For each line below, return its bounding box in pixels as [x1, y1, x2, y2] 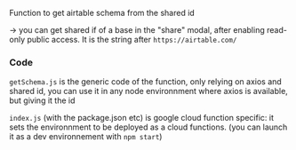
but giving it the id [9, 95, 76, 106]
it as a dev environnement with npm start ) [9, 131, 163, 142]
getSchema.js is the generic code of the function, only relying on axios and [9, 76, 282, 87]
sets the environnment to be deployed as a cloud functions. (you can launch [9, 122, 288, 132]
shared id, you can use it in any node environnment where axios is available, [9, 86, 289, 97]
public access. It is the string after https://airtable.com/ [26, 35, 237, 44]
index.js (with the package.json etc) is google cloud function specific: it [9, 113, 274, 123]
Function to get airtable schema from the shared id [9, 8, 196, 18]
